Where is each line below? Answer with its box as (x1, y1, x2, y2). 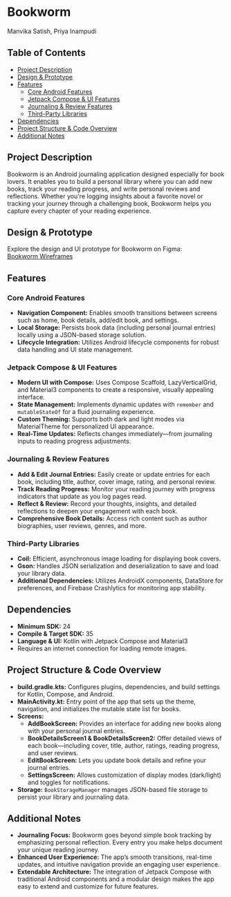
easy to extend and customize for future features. (17, 882, 159, 891)
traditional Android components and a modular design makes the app (17, 875, 214, 883)
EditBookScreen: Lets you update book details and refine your (27, 756, 206, 764)
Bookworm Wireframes (7, 252, 73, 261)
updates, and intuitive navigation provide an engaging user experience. (17, 860, 220, 869)
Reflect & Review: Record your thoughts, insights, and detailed (17, 499, 197, 508)
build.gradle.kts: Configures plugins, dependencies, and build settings (17, 682, 220, 691)
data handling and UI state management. (17, 346, 133, 354)
